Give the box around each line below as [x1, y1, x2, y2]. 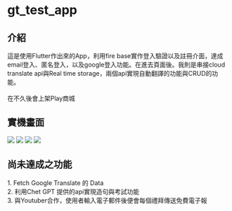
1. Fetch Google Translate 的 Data [7, 178, 104, 187]
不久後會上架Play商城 [13, 94, 75, 102]
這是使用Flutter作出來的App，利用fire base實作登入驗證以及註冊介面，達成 [7, 52, 224, 60]
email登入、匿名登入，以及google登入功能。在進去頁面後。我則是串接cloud [7, 60, 226, 69]
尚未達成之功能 [7, 158, 72, 170]
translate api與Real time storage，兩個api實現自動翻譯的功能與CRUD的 [7, 69, 212, 77]
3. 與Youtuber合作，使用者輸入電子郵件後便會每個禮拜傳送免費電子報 [7, 196, 207, 205]
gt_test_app [7, 2, 77, 18]
